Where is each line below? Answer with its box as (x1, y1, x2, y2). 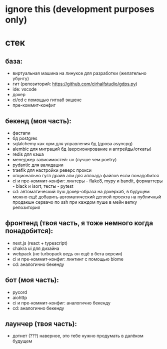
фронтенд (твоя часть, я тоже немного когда (5, 219, 153, 227)
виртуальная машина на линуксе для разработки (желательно (12, 70, 146, 76)
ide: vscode (12, 86, 37, 92)
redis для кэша (12, 151, 44, 157)
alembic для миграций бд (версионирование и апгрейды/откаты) (12, 146, 151, 152)
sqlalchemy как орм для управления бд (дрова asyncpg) (12, 141, 133, 146)
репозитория (12, 204, 40, 210)
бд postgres (12, 135, 37, 141)
